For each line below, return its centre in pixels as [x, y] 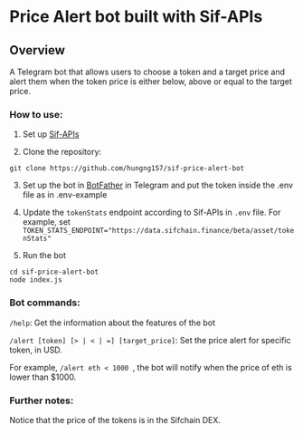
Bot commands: [45, 303]
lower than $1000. [43, 377]
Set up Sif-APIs [51, 134]
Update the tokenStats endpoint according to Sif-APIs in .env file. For [151, 212]
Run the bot [44, 256]
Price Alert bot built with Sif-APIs [136, 17]
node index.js [36, 280]
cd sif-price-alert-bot [54, 272]
